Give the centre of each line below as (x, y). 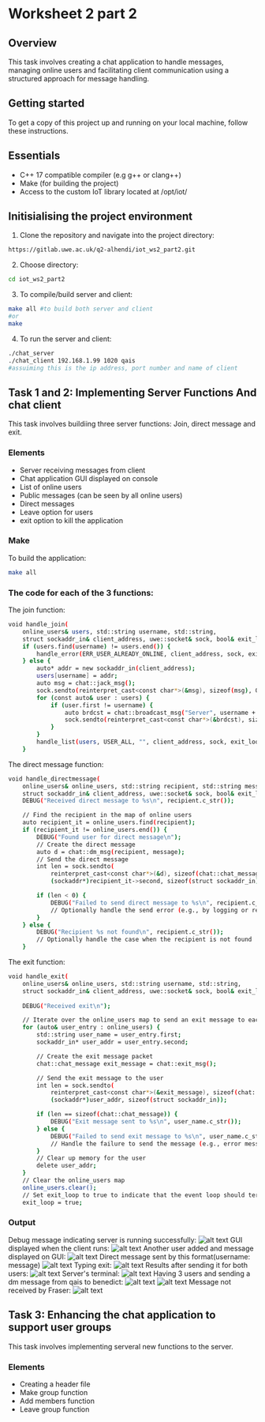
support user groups (60, 1328)
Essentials (34, 156)
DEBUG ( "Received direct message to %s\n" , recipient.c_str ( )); (129, 801)
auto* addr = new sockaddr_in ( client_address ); (116, 668)
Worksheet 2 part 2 (73, 14)
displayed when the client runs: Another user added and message (131, 1248)
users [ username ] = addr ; (77, 676)
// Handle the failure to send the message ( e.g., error (146, 1144)
